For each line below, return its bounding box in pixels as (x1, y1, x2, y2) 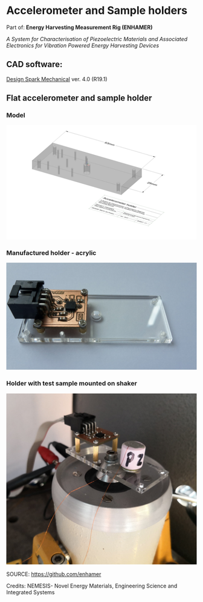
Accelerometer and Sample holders (6, 4, 188, 18)
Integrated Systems (6, 589, 55, 596)
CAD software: (6, 59, 63, 70)
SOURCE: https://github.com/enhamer (6, 571, 101, 578)
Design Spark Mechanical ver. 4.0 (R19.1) (6, 75, 108, 82)
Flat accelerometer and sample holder (6, 93, 152, 103)
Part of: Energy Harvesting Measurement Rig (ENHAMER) (6, 24, 153, 31)
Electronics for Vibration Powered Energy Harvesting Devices (6, 42, 159, 49)
